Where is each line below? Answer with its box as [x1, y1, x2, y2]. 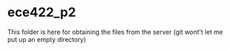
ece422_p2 [7, 4, 76, 21]
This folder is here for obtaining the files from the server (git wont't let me [7, 28, 223, 36]
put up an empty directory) [7, 35, 87, 43]
